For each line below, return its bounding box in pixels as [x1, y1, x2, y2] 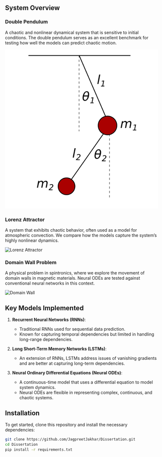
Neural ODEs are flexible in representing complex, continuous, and [19, 389, 153, 395]
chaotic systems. [19, 395, 53, 401]
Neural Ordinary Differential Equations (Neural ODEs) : [12, 370, 123, 376]
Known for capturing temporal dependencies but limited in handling [19, 331, 154, 337]
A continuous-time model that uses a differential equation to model [19, 379, 153, 385]
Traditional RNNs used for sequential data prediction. [19, 326, 126, 332]
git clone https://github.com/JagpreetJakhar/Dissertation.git [5, 437, 136, 442]
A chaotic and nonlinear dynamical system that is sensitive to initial [5, 29, 139, 35]
